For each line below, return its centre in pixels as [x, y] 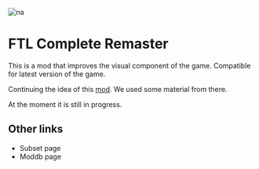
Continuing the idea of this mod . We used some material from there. [118, 89]
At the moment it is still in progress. [65, 104]
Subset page [40, 148]
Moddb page [40, 156]
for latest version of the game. [57, 74]
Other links [36, 129]
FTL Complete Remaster [88, 44]
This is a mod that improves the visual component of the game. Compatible [129, 65]
